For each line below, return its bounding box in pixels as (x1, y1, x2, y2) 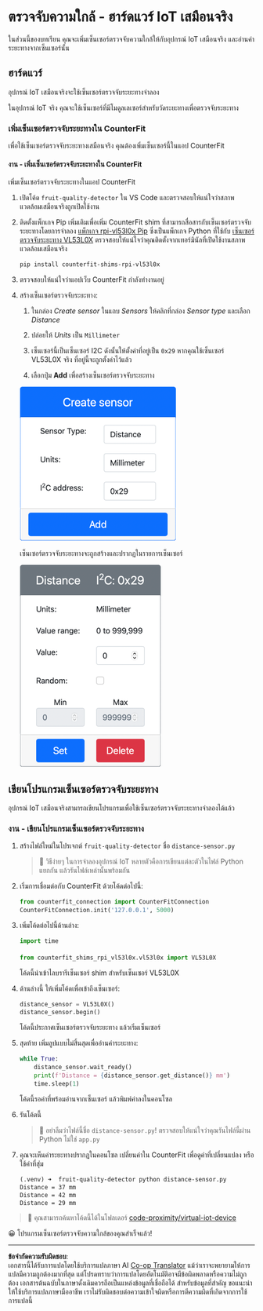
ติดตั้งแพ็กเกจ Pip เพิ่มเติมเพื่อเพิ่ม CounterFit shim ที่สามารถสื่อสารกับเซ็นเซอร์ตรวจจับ (19, 217, 252, 227)
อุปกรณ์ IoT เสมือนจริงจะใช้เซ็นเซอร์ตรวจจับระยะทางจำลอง (8, 87, 160, 97)
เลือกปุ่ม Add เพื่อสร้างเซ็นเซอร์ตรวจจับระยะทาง (31, 371, 155, 380)
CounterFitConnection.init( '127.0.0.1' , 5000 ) (19, 907, 175, 915)
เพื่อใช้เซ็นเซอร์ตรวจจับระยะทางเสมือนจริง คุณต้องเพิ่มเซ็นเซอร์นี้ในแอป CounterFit (8, 141, 225, 151)
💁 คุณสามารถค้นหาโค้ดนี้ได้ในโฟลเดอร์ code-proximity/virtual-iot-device (27, 1213, 236, 1222)
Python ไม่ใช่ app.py (38, 1134, 100, 1144)
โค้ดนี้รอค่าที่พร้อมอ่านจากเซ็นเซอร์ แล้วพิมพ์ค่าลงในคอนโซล (19, 1094, 173, 1103)
